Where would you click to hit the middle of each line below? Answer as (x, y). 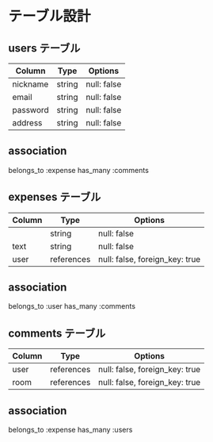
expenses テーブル (55, 197)
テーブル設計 (49, 16)
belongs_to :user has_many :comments (72, 306)
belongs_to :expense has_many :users (70, 430)
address (27, 123)
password (30, 110)
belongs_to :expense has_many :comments (78, 170)
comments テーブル (57, 333)
